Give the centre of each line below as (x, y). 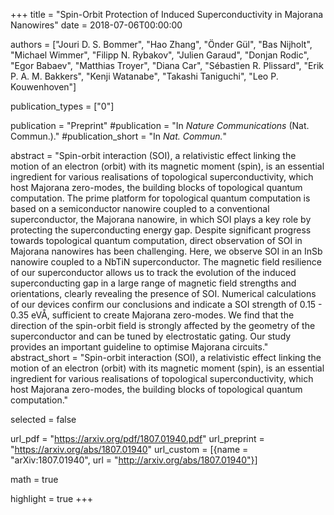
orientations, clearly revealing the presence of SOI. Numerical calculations (163, 293)
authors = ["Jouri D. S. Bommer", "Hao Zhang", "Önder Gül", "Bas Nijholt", (161, 44)
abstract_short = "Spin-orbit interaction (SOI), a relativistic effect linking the (166, 357)
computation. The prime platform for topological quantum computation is (160, 198)
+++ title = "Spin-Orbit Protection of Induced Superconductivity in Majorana (167, 14)
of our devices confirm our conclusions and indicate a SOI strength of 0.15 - (166, 304)
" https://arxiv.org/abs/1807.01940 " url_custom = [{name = (129, 449)
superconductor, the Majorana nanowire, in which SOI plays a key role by (161, 219)
